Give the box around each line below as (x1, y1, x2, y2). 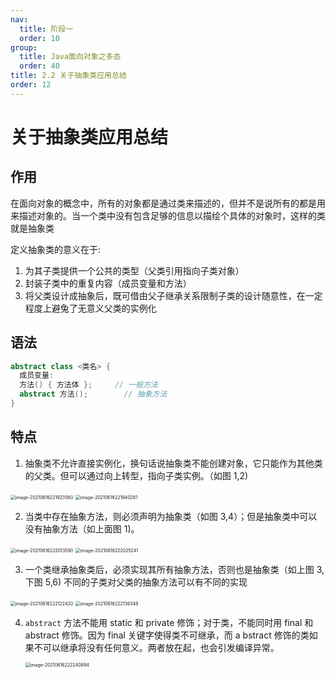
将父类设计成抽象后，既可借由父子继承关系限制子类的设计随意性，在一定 (24, 289, 323, 301)
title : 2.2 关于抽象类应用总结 (10, 71, 127, 81)
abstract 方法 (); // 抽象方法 (19, 389, 168, 400)
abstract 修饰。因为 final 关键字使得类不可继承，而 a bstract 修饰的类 (24, 629, 310, 641)
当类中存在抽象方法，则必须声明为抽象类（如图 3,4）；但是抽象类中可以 (24, 510, 318, 522)
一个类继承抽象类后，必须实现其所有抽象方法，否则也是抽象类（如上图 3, (24, 563, 325, 575)
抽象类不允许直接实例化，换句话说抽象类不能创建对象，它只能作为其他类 (24, 457, 323, 469)
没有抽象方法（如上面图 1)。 (24, 522, 140, 535)
